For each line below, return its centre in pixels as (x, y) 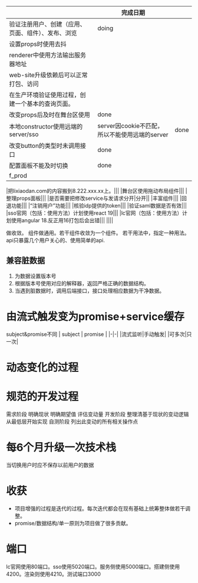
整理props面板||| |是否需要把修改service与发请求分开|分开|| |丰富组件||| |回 (97, 198)
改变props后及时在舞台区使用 (49, 115)
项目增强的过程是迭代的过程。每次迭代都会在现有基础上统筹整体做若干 (100, 508)
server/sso (24, 134)
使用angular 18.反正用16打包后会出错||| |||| (62, 220)
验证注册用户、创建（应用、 (48, 24)
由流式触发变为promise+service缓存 (95, 317)
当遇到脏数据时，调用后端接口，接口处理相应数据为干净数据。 (90, 291)
